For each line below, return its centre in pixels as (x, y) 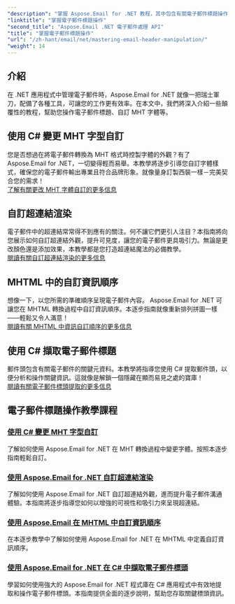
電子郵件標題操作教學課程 (62, 410)
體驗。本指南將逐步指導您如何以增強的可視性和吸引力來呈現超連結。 (105, 503)
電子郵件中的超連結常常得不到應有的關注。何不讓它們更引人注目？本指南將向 (117, 232)
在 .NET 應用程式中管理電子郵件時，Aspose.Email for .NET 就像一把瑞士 (111, 94)
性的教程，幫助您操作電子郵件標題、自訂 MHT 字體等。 (92, 112)
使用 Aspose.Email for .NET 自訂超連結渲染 (80, 477)
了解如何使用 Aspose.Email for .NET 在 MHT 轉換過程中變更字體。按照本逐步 (117, 449)
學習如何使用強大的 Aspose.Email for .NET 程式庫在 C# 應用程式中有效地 (112, 584)
